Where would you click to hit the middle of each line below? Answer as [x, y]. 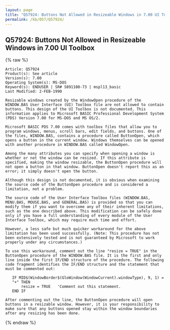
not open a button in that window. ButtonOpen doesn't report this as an [85, 167]
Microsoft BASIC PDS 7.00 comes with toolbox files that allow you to [81, 127]
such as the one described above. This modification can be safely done [83, 211]
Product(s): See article [31, 74]
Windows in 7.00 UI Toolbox [50, 48]
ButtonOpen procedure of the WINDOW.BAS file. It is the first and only [83, 256]
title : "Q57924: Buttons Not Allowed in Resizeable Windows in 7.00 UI [82, 15]
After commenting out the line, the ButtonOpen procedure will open [79, 300]
